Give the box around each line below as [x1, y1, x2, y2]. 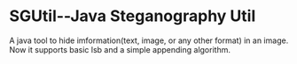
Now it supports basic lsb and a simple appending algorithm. [9, 44, 231, 54]
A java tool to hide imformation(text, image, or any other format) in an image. [9, 35, 289, 46]
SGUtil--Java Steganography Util [9, 6, 256, 26]
